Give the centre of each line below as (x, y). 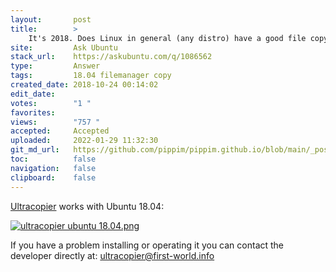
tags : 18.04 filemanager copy (91, 76)
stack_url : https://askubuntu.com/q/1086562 (111, 57)
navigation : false (53, 168)
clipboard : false (53, 177)
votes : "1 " (51, 103)
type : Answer (55, 66)
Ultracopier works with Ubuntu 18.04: (87, 206)
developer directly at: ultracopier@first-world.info (112, 255)
